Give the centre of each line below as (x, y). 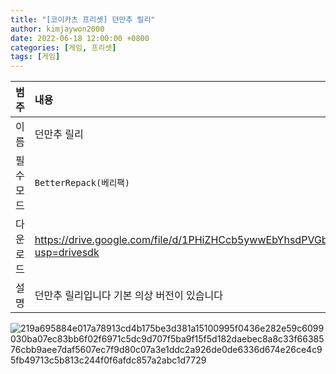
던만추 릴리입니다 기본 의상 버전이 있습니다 (128, 296)
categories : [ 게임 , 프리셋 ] (63, 47)
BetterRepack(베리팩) (82, 183)
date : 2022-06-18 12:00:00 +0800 (80, 38)
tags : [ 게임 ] (35, 57)
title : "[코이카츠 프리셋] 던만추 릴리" (83, 19)
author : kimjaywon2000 (57, 29)
